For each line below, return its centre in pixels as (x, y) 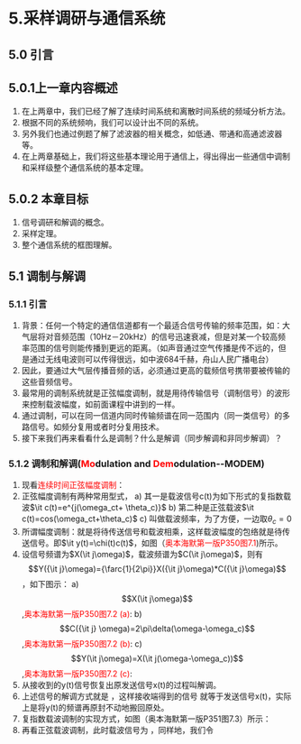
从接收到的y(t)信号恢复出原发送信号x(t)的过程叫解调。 (121, 684)
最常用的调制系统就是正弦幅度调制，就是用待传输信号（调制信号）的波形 (155, 392)
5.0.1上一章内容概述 (63, 88)
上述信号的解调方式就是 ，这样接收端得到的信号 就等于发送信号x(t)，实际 (156, 696)
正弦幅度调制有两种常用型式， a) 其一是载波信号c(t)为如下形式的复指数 (152, 496)
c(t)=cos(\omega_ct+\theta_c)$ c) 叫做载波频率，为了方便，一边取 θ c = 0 (156, 519)
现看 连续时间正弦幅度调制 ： (73, 485)
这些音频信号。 (49, 381)
